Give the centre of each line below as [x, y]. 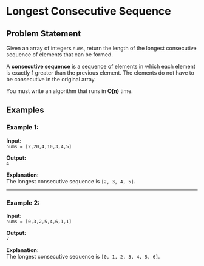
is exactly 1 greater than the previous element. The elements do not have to [100, 73]
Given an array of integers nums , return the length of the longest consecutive [102, 48]
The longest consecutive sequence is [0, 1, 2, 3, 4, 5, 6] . [83, 256]
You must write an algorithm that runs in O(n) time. [70, 91]
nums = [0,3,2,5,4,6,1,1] [39, 222]
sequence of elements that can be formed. [60, 55]
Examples [25, 110]
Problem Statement [44, 34]
